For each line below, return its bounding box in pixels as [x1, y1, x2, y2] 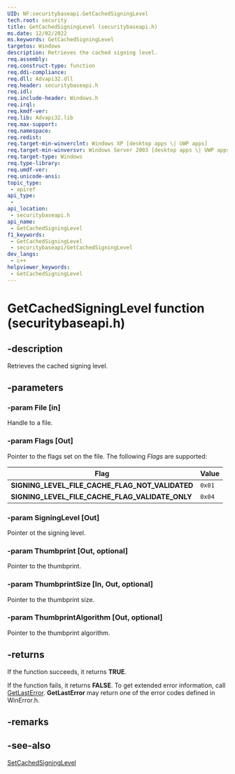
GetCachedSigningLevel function [7, 300, 205, 316]
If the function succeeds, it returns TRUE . [7, 667, 127, 675]
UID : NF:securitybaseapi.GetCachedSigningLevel [7, 10, 149, 17]
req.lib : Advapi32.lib [7, 114, 73, 121]
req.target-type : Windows [7, 153, 83, 161]
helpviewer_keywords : [7, 264, 71, 271]
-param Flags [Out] [7, 436, 73, 446]
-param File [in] [7, 403, 61, 413]
